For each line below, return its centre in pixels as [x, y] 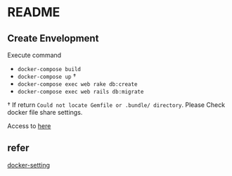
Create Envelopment [53, 38]
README [34, 12]
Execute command [34, 55]
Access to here [29, 126]
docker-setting [29, 165]
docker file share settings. [45, 112]
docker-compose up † [47, 76]
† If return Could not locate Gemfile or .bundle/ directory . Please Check [116, 105]
